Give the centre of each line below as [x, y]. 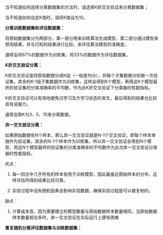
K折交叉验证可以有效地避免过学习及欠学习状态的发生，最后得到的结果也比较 [81, 98]
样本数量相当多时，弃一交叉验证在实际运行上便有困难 [65, 217]
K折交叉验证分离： [24, 65]
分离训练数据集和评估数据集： [35, 28]
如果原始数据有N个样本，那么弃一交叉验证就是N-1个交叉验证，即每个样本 [78, 135]
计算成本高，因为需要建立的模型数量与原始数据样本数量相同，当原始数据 [84, 211]
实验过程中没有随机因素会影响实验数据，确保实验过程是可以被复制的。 [82, 191]
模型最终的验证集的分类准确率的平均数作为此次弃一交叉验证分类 [93, 147]
